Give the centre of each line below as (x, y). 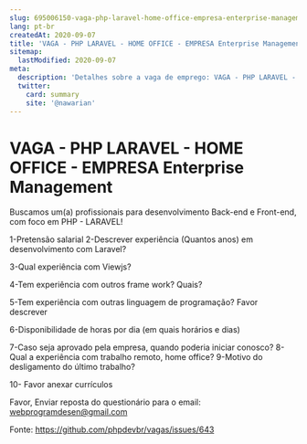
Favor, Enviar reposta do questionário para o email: (105, 402)
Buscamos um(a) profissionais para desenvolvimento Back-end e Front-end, (153, 212)
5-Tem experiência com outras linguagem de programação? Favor (134, 302)
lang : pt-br (32, 26)
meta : (20, 69)
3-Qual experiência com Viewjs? (70, 267)
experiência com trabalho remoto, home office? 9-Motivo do (149, 357)
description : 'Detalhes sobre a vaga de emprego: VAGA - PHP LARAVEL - (157, 78)
